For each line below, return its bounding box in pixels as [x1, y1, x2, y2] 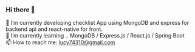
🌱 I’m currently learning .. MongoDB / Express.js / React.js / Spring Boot [5, 32, 185, 39]
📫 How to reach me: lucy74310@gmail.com [5, 39, 115, 46]
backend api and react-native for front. [5, 25, 103, 33]
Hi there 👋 [5, 5, 36, 14]
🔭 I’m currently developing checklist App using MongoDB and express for [5, 19, 190, 27]
